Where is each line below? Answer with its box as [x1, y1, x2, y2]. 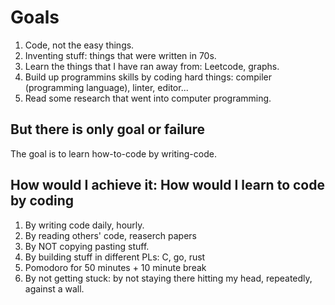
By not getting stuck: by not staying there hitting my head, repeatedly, [24, 272, 313, 284]
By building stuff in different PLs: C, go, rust [24, 251, 206, 263]
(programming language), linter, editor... [24, 81, 189, 93]
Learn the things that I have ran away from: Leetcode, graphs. [24, 60, 280, 72]
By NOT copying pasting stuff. [24, 240, 150, 252]
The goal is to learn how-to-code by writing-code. [10, 147, 217, 160]
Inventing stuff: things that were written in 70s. [24, 49, 217, 61]
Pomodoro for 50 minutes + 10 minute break [24, 261, 207, 273]
